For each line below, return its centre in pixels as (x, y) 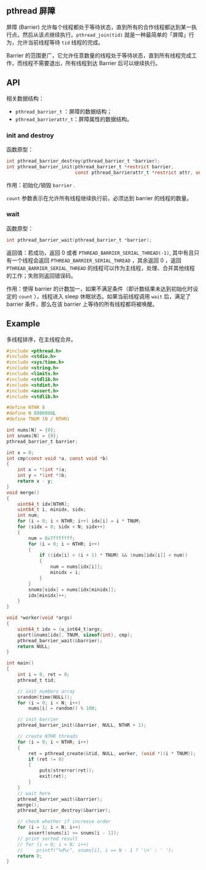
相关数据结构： (25, 98)
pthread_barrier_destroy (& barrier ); (64, 810)
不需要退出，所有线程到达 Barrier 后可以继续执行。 (97, 63)
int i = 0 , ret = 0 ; (44, 675)
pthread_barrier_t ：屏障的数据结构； (63, 111)
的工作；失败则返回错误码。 (41, 276)
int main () (20, 663)
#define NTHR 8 (26, 408)
